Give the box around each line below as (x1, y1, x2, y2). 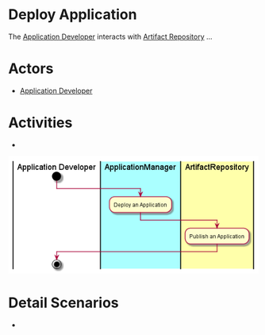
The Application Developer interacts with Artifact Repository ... (8, 32, 213, 41)
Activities (8, 114, 73, 132)
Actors (8, 60, 54, 78)
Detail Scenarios (8, 294, 119, 312)
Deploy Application (8, 6, 137, 24)
